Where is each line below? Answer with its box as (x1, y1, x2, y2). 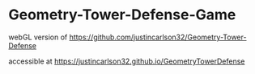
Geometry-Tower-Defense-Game (8, 6, 236, 24)
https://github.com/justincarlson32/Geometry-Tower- (69, 32, 247, 42)
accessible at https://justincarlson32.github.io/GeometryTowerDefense (8, 56, 245, 66)
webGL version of (8, 32, 68, 42)
